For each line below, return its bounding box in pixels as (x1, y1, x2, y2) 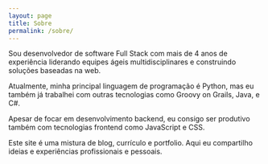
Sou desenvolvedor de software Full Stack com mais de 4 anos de (8, 49, 228, 59)
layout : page (8, 11, 52, 20)
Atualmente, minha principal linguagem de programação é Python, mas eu (8, 81, 254, 91)
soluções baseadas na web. (8, 66, 101, 76)
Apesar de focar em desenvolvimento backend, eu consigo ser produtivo (8, 114, 251, 124)
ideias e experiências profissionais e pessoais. (8, 146, 163, 157)
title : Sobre (8, 19, 52, 27)
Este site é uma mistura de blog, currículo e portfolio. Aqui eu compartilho (8, 138, 254, 148)
